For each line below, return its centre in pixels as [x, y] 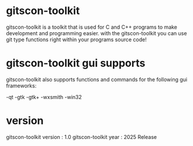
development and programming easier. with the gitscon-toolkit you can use [96, 33]
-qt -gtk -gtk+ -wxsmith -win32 [44, 97]
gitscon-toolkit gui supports [76, 63]
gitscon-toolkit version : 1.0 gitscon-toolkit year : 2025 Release [81, 137]
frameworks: [21, 86]
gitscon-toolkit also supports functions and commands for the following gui [97, 79]
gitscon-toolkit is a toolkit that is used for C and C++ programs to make [92, 27]
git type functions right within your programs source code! [77, 39]
